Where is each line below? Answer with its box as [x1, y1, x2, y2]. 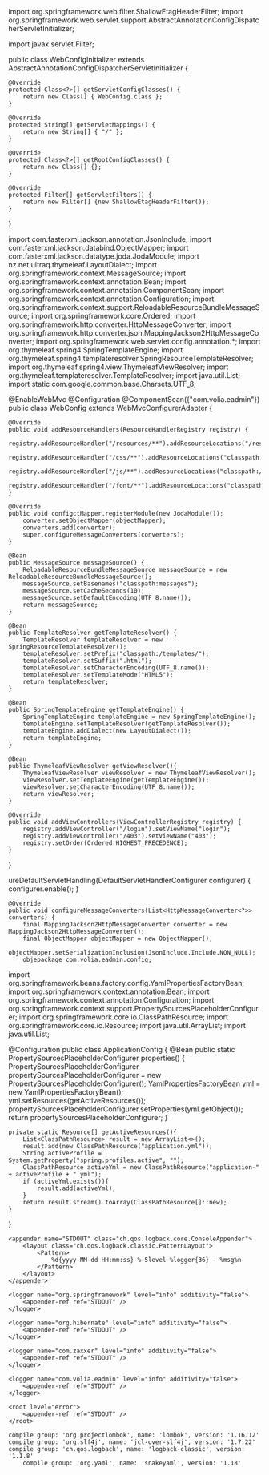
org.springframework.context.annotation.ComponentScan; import [8, 286, 225, 295]
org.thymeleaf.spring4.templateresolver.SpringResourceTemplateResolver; [8, 354, 254, 363]
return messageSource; [22, 601, 98, 609]
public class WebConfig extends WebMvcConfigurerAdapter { [8, 404, 213, 412]
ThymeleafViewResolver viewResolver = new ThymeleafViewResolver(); [22, 769, 256, 777]
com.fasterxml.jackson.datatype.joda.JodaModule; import [8, 251, 200, 261]
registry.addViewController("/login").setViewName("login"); [22, 825, 231, 833]
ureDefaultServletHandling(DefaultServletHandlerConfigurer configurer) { [8, 876, 251, 885]
